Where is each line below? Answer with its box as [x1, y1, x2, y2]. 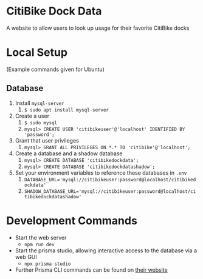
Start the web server [15, 234, 67, 241]
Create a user [15, 112, 50, 119]
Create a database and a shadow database [15, 150, 123, 157]
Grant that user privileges [15, 136, 79, 144]
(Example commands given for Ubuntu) [6, 66, 105, 73]
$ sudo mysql [24, 119, 58, 126]
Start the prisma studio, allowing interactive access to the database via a [15, 247, 198, 254]
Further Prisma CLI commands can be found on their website [15, 266, 168, 274]
